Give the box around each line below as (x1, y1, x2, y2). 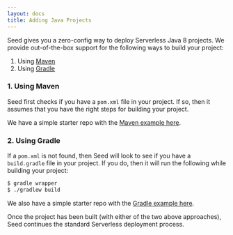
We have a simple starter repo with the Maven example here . (7, 118, 182, 126)
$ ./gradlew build (7, 186, 61, 193)
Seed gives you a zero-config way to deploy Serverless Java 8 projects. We (7, 36, 225, 44)
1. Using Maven (7, 82, 60, 91)
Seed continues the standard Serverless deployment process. (7, 220, 184, 228)
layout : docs (7, 10, 45, 17)
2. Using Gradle (7, 135, 61, 145)
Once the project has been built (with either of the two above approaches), (7, 212, 222, 220)
